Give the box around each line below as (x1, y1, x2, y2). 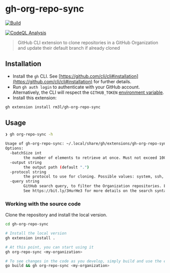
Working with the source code (5, 200, 81, 207)
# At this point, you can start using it (5, 245, 94, 250)
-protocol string (10, 169, 47, 175)
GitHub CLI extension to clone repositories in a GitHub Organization (17, 39, 158, 46)
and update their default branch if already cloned (17, 45, 120, 51)
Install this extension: (12, 94, 57, 100)
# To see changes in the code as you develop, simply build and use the (5, 258, 162, 264)
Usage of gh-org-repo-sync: (5, 141, 65, 146)
